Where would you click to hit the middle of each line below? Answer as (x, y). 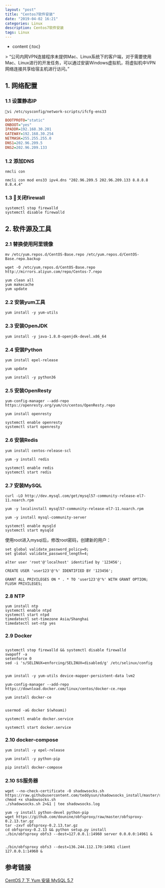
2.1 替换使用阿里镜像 (29, 244)
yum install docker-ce (28, 698)
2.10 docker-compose (32, 740)
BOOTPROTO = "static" (25, 120)
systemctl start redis (28, 472)
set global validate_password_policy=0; (47, 549)
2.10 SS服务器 (22, 780)
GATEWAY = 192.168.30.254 (29, 134)
